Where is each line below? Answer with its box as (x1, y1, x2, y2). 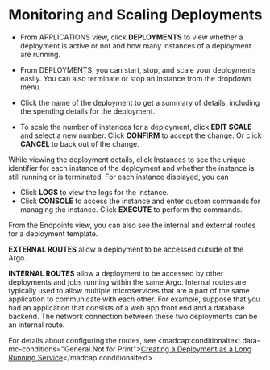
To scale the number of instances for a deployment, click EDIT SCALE (19, 122, 252, 131)
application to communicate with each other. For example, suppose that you (8, 294, 260, 304)
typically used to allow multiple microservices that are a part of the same (8, 285, 250, 295)
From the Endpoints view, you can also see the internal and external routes (8, 220, 256, 230)
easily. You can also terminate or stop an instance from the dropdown (19, 73, 251, 83)
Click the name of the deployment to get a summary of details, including (19, 98, 260, 107)
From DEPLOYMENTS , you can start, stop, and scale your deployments (19, 64, 256, 74)
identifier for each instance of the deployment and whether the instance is (8, 163, 255, 173)
